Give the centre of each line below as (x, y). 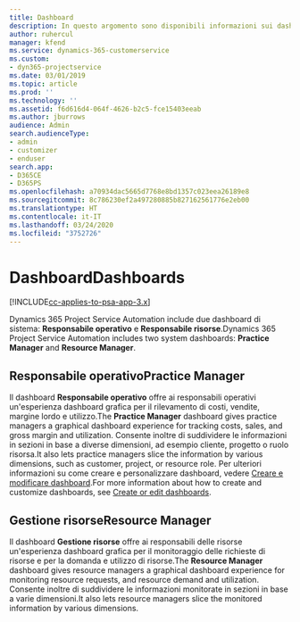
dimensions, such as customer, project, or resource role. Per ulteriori (135, 464)
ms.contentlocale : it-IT (55, 216)
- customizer (33, 150)
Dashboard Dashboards (97, 277)
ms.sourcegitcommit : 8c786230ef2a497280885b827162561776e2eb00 (129, 200)
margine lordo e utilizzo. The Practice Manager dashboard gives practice (143, 417)
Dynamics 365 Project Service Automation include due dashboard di (135, 319)
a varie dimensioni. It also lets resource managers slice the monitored (136, 598)
